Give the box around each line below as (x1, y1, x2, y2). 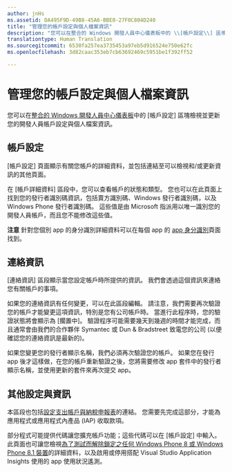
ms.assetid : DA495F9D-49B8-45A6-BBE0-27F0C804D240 (7, 17, 156, 24)
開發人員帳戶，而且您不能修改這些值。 (7, 210, 116, 219)
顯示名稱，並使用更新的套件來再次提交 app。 (7, 366, 135, 374)
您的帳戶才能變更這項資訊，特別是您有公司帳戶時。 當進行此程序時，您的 (7, 308, 215, 316)
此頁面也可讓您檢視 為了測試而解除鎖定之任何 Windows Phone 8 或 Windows (7, 440, 224, 448)
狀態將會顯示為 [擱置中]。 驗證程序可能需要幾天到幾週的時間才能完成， (12, 316, 215, 325)
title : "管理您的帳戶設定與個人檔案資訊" (7, 23, 113, 30)
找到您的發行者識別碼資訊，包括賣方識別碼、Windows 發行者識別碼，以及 (7, 193, 217, 201)
